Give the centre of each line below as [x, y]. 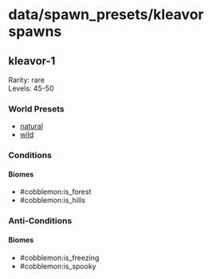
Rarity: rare [27, 80]
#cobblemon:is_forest [55, 192]
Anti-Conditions [40, 221]
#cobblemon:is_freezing [59, 258]
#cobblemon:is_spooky [58, 266]
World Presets [37, 109]
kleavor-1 [32, 61]
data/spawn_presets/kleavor [106, 15]
